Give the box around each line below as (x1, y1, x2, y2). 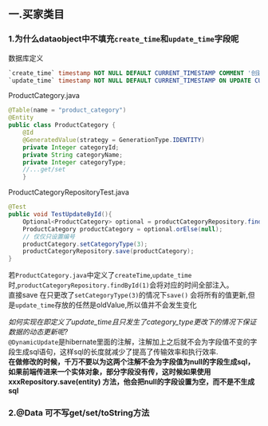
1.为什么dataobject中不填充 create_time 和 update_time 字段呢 (8, 34, 239, 45)
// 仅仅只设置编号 (22, 232, 76, 241)
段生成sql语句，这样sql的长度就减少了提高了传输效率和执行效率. (8, 347, 219, 357)
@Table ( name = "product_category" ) (8, 106, 127, 114)
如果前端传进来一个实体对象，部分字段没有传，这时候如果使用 (8, 367, 211, 377)
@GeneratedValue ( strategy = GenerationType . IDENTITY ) (22, 136, 205, 144)
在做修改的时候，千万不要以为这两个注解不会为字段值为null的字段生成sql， (8, 357, 255, 367)
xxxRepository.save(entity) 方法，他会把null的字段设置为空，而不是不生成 (8, 377, 255, 387)
